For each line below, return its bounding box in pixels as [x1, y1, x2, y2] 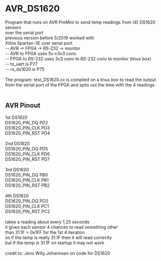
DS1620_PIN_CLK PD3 [5, 125, 50, 131]
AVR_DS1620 [5, 3, 60, 14]
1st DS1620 [5, 114, 28, 120]
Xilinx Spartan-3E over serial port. [5, 40, 74, 46]
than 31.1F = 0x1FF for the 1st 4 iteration [5, 229, 85, 235]
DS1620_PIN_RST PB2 [5, 182, 50, 188]
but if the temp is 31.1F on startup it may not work [5, 239, 105, 246]
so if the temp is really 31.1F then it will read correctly [5, 234, 112, 240]
